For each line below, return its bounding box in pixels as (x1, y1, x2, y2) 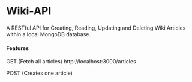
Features (6, 44, 29, 52)
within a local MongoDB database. (6, 30, 91, 37)
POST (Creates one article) (6, 69, 73, 77)
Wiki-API (6, 4, 52, 18)
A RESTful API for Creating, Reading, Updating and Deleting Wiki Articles (6, 24, 186, 31)
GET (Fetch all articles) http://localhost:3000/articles (6, 58, 136, 65)
